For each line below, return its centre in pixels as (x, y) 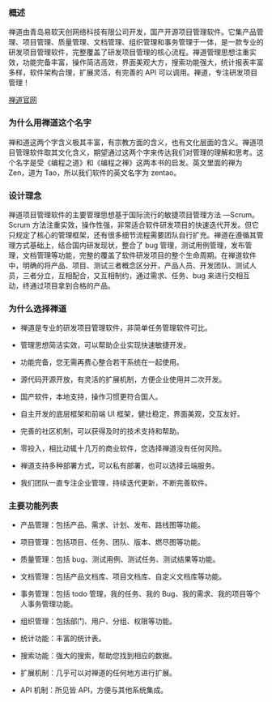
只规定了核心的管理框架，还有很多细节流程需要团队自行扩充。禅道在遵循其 (132, 235)
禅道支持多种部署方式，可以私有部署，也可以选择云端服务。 (119, 466)
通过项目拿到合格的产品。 (72, 285)
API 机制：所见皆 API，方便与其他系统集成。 (94, 690)
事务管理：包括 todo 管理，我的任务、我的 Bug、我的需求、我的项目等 (136, 594)
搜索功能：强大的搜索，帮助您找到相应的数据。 (98, 656)
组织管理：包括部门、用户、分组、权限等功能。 (98, 621)
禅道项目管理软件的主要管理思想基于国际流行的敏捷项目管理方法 (115, 214)
